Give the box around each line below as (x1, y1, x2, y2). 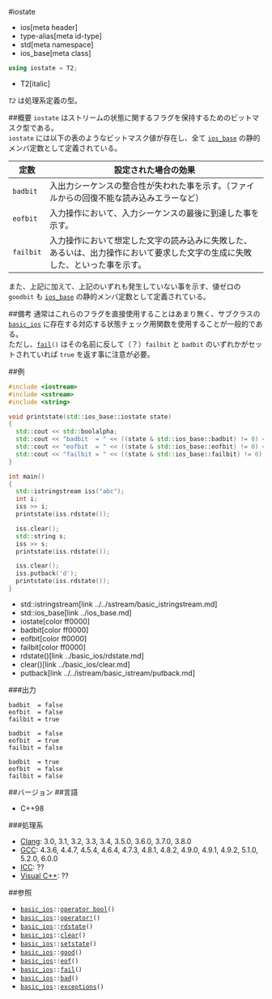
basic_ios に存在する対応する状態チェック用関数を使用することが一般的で (8, 319, 257, 328)
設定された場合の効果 (113, 164, 196, 175)
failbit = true (8, 715, 60, 723)
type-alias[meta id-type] (19, 32, 103, 41)
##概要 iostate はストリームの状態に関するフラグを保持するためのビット (8, 113, 253, 122)
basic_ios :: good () (19, 948, 83, 956)
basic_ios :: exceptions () (19, 983, 104, 991)
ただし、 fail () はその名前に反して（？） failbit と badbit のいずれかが (8, 339, 249, 349)
